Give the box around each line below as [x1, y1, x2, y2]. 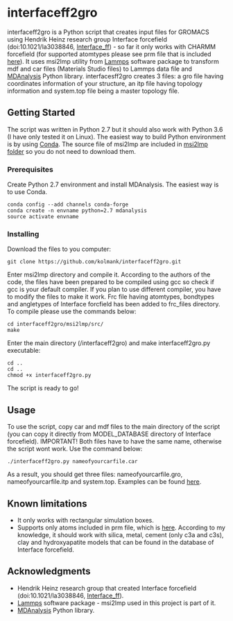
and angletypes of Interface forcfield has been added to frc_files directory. [7, 300, 221, 308]
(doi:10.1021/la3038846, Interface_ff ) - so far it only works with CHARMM [7, 42, 216, 51]
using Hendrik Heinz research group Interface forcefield [7, 35, 168, 43]
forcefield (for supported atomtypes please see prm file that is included [7, 50, 212, 58]
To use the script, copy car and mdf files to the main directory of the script [7, 423, 221, 431]
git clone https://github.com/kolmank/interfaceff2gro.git [7, 259, 182, 265]
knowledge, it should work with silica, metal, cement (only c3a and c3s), [17, 530, 224, 539]
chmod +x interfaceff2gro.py [7, 372, 92, 379]
